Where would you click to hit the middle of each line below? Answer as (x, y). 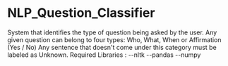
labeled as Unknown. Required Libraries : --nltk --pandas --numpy (104, 55)
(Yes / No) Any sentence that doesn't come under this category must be (112, 47)
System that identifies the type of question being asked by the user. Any (112, 32)
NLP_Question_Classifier (81, 13)
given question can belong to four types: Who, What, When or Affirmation (114, 39)
